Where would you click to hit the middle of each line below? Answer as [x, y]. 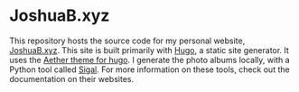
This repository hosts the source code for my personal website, [127, 41]
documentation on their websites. [71, 78]
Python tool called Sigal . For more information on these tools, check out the [150, 69]
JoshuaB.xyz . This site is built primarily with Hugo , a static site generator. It [149, 50]
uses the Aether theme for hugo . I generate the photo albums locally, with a [150, 60]
